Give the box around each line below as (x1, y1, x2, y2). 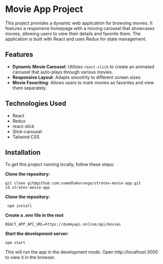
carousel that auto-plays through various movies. (12, 69, 113, 75)
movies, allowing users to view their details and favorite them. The (5, 30, 141, 36)
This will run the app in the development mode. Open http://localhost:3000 (5, 249, 158, 255)
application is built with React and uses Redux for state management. (5, 36, 147, 42)
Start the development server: (5, 231, 69, 237)
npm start (5, 241, 26, 246)
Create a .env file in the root (5, 212, 64, 218)
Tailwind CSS (12, 134, 40, 140)
